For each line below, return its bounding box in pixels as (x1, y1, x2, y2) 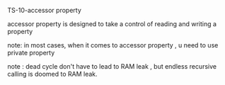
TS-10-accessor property (7, 6, 81, 14)
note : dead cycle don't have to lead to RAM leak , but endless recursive (7, 62, 217, 70)
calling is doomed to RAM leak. (7, 70, 98, 78)
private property (7, 49, 55, 57)
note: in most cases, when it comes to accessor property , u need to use (7, 41, 219, 49)
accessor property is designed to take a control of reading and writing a (7, 20, 217, 28)
